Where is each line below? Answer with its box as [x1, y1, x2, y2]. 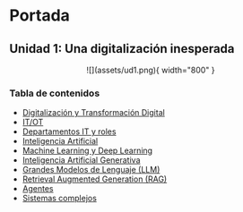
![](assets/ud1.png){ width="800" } [86, 64, 215, 75]
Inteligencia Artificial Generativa [22, 155, 141, 165]
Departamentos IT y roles [22, 126, 117, 137]
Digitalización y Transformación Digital [22, 107, 166, 118]
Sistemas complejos [22, 193, 97, 204]
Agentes [22, 183, 54, 194]
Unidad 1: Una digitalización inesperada [9, 41, 235, 56]
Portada [9, 5, 70, 26]
